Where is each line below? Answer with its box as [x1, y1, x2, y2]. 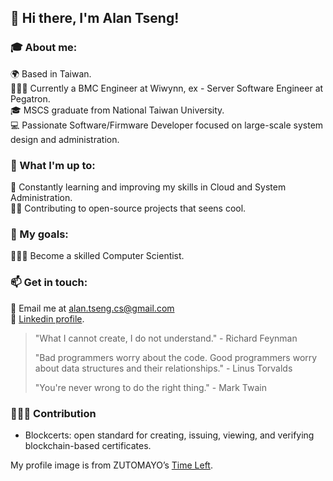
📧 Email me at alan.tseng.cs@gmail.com [10, 302, 175, 314]
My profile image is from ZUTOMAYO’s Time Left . [10, 459, 213, 471]
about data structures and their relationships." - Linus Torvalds [34, 362, 293, 374]
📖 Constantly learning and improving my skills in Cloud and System [10, 181, 287, 193]
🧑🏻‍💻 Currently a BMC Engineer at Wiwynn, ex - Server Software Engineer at [10, 82, 324, 94]
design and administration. [10, 133, 120, 145]
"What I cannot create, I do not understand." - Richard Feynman [34, 332, 298, 344]
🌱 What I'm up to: [10, 158, 96, 172]
